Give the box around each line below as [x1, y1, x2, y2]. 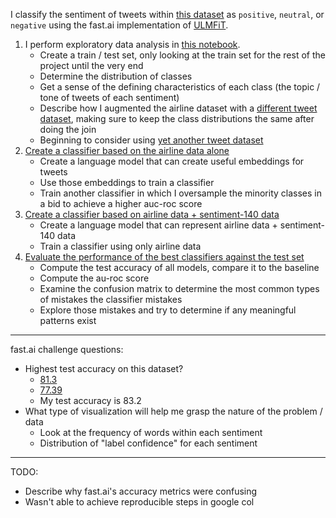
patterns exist [39, 315, 97, 326]
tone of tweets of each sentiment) [39, 92, 180, 103]
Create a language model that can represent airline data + [39, 219, 278, 231]
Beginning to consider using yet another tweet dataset [39, 134, 264, 146]
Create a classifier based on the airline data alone [24, 145, 230, 156]
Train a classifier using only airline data [39, 240, 202, 252]
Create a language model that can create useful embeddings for [39, 155, 305, 167]
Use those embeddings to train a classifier [39, 177, 215, 188]
